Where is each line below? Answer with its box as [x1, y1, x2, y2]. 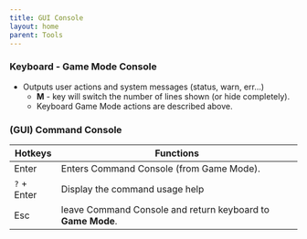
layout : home [9, 22, 59, 31]
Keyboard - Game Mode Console [9, 60, 157, 73]
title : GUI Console [9, 13, 84, 23]
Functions [154, 147, 199, 160]
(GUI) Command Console [9, 123, 122, 136]
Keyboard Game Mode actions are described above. [36, 100, 233, 111]
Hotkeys [14, 147, 52, 160]
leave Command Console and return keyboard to [60, 203, 270, 215]
